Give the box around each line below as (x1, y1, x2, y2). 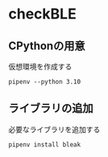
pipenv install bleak (8, 140, 81, 149)
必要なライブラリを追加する (8, 124, 101, 134)
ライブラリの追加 (8, 101, 93, 115)
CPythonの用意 (8, 39, 85, 52)
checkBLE (8, 5, 77, 23)
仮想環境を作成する (8, 62, 73, 71)
